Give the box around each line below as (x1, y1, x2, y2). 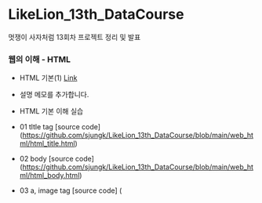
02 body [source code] (19, 154, 94, 164)
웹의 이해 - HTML (8, 53, 71, 64)
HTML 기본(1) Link (19, 73, 78, 83)
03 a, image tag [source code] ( (19, 186, 122, 195)
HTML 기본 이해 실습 (19, 107, 84, 116)
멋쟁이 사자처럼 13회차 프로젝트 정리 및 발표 (8, 32, 141, 42)
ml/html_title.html (19, 139, 76, 148)
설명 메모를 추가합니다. (19, 90, 89, 100)
